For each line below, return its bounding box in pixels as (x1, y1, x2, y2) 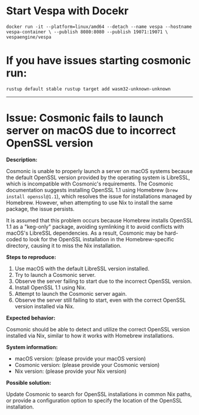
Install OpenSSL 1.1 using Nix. (14, 283, 86, 291)
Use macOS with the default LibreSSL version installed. (14, 265, 150, 272)
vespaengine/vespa (6, 34, 52, 40)
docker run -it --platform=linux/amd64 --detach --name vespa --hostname (6, 24, 192, 30)
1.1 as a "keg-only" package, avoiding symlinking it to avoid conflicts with (6, 223, 185, 230)
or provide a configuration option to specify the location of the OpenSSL (6, 397, 182, 404)
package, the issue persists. (6, 205, 75, 212)
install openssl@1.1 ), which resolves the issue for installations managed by (6, 193, 192, 200)
